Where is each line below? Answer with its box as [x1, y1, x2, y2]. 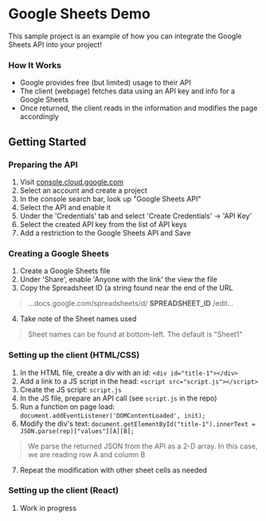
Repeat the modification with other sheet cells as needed [19, 465, 207, 475]
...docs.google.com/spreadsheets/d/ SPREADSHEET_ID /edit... [27, 299, 234, 308]
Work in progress [19, 503, 77, 512]
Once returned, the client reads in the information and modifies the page [19, 103, 258, 113]
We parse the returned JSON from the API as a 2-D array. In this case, [27, 441, 258, 451]
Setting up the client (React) [8, 485, 119, 496]
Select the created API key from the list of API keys [19, 219, 187, 229]
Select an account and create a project [19, 185, 147, 195]
